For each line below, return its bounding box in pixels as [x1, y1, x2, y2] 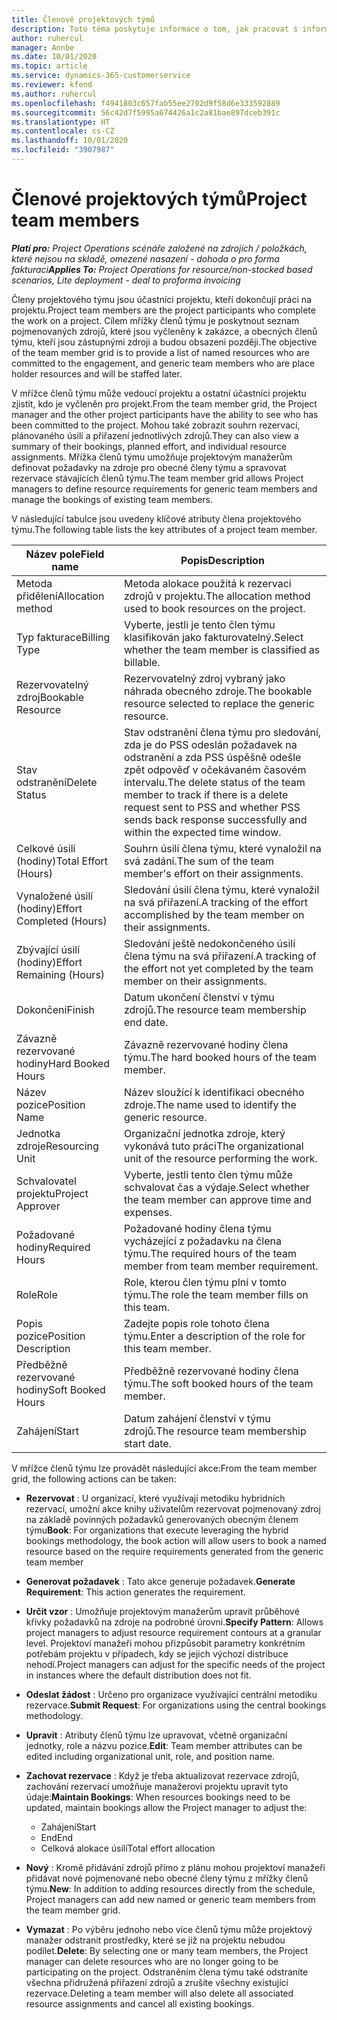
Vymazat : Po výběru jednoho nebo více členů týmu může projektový [25, 1923, 313, 1935]
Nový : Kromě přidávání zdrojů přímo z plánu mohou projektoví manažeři [25, 1861, 326, 1873]
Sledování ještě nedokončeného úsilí [123, 936, 296, 950]
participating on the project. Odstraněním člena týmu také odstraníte [25, 1966, 309, 1978]
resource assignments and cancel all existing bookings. [25, 1997, 255, 2010]
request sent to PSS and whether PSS [123, 800, 301, 814]
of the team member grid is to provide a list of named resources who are [11, 346, 310, 358]
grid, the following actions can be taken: [11, 1472, 177, 1485]
